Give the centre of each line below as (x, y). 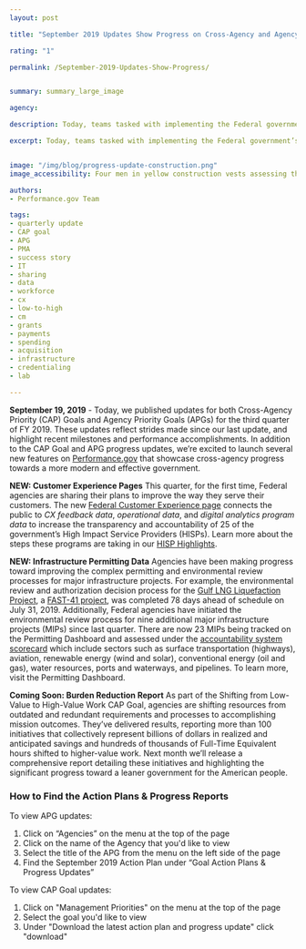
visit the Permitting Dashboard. (67, 677)
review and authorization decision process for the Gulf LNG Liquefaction (145, 590)
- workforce (32, 291)
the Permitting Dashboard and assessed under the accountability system (146, 638)
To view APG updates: (51, 816)
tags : (20, 215)
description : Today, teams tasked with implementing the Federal (136, 125)
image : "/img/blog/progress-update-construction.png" (114, 165)
